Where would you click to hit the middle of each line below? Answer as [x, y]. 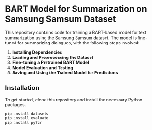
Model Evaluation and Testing [43, 67]
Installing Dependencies [37, 52]
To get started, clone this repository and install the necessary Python [74, 100]
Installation [22, 88]
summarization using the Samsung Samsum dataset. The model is [71, 38]
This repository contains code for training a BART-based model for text [76, 32]
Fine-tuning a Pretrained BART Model [50, 62]
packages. [15, 104]
